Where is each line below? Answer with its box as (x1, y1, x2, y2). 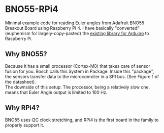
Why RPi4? (5, 104, 40, 112)
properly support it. (5, 122, 44, 128)
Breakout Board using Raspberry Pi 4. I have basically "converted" (5, 25, 140, 31)
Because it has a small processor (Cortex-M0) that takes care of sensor (5, 63, 150, 69)
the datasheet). (5, 79, 36, 85)
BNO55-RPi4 (5, 3, 59, 15)
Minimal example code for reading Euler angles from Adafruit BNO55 (5, 20, 144, 26)
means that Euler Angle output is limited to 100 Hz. (5, 89, 107, 95)
